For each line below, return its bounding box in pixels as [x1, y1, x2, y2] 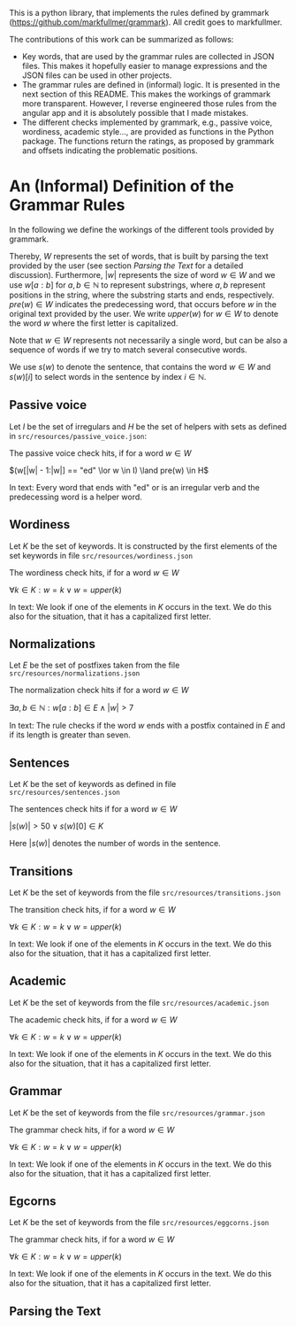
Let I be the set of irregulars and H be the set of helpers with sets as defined [9, 420, 287, 432]
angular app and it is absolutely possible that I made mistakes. [21, 108, 249, 118]
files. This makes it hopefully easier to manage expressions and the [21, 61, 268, 71]
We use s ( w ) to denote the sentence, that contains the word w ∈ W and [9, 361, 271, 372]
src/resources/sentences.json [9, 788, 121, 798]
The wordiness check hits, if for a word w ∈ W [9, 567, 179, 578]
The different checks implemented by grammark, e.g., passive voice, [21, 117, 272, 127]
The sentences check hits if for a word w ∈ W [9, 804, 178, 814]
